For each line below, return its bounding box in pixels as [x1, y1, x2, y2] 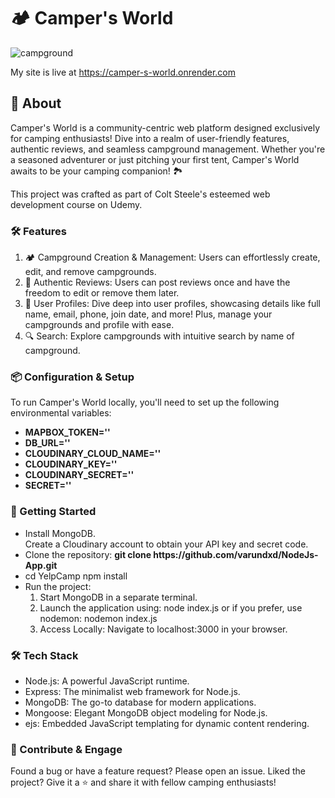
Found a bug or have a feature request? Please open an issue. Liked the [10, 765, 306, 777]
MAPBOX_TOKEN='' [24, 426, 111, 439]
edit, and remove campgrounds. [24, 266, 157, 278]
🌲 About [10, 95, 62, 112]
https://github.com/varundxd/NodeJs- [153, 548, 319, 560]
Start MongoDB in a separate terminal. [39, 591, 198, 603]
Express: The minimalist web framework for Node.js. [24, 685, 241, 697]
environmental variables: [10, 407, 112, 419]
